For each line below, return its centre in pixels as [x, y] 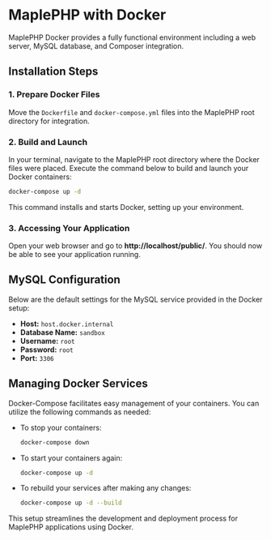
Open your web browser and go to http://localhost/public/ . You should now [135, 246]
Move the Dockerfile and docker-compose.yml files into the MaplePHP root [131, 112]
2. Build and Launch [48, 142]
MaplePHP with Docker [87, 15]
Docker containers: [40, 177]
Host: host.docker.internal [67, 324]
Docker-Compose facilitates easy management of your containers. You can [134, 403]
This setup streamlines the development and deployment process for [123, 519]
